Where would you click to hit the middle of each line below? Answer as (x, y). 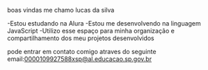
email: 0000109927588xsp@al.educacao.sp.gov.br (79, 59)
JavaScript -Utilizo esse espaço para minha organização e (91, 31)
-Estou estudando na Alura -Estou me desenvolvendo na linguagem (104, 23)
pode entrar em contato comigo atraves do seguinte (82, 52)
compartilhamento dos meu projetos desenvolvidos (81, 38)
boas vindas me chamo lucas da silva (61, 10)
